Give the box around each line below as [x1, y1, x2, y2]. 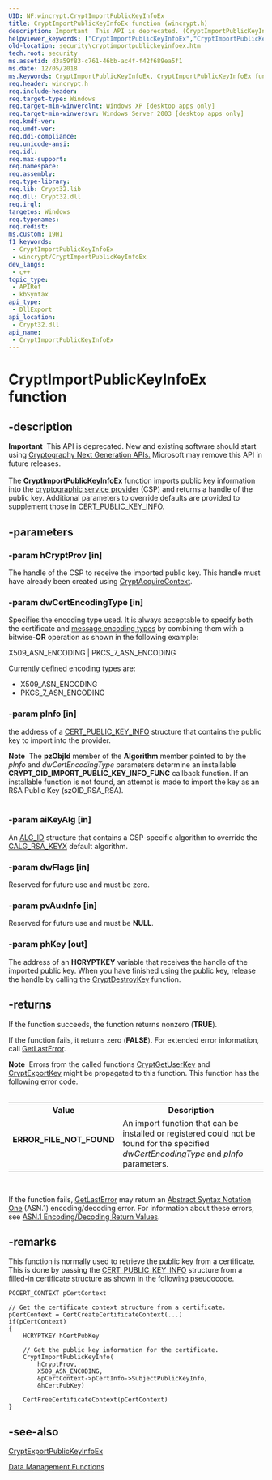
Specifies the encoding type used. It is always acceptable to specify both [8, 615, 253, 625]
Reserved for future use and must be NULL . [8, 919, 154, 928]
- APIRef [11, 283, 42, 292]
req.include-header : [8, 87, 79, 96]
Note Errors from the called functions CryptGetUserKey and [8, 1059, 210, 1069]
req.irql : [8, 200, 42, 208]
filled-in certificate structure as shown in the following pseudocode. [8, 1273, 235, 1284]
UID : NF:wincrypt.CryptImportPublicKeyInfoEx [8, 11, 164, 20]
